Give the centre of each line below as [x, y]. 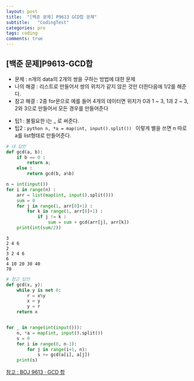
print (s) [27, 361]
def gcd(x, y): [25, 284]
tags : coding [22, 33]
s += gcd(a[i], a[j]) [64, 355]
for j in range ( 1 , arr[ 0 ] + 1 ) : [55, 206]
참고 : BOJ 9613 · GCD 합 [36, 372]
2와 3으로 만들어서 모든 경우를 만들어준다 [61, 108]
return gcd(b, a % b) [51, 174]
